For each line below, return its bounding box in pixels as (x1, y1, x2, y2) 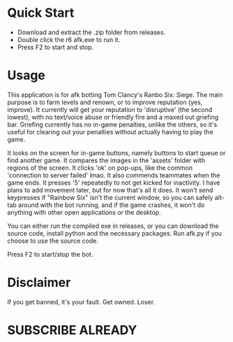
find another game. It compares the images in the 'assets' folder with (7, 156, 206, 164)
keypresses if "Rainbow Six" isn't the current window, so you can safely (7, 193, 213, 201)
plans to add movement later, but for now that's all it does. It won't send (7, 185, 213, 194)
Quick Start (7, 5, 75, 21)
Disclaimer (7, 275, 71, 291)
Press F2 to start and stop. (17, 43, 94, 51)
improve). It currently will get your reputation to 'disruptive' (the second (7, 105, 213, 113)
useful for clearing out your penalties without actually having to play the (7, 127, 214, 136)
